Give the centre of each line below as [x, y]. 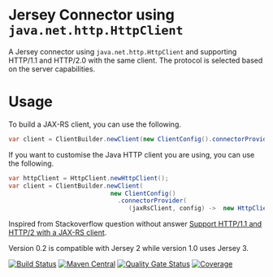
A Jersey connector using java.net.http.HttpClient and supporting [123, 51]
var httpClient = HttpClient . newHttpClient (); [89, 178]
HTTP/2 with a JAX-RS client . [58, 232]
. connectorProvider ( [152, 201]
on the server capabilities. [52, 69]
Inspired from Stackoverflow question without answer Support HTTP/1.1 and [135, 224]
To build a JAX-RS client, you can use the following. [95, 124]
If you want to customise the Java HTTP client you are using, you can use [132, 154]
